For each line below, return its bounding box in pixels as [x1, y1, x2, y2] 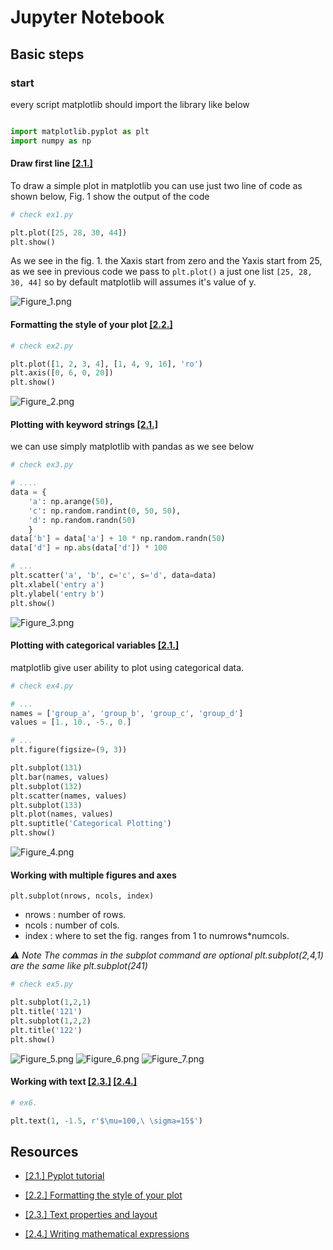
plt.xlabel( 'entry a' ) [10, 579, 105, 590]
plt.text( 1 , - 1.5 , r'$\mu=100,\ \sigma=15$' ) [10, 1116, 203, 1126]
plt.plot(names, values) [10, 809, 114, 820]
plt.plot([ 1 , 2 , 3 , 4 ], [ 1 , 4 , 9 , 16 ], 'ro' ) [10, 359, 204, 369]
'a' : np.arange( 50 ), [28, 496, 114, 506]
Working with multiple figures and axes [10, 869, 177, 881]
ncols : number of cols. [24, 919, 120, 931]
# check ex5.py [10, 979, 74, 990]
